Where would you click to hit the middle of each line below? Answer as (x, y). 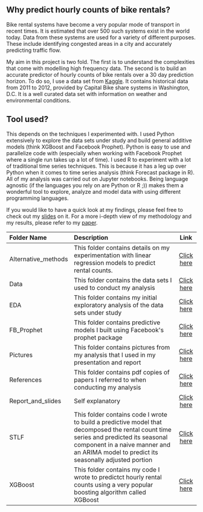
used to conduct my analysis (114, 287)
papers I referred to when (110, 380)
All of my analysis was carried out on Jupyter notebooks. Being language (97, 179)
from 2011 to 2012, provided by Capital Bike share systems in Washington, (98, 88)
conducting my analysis (108, 387)
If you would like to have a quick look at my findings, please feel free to (95, 210)
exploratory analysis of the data (119, 305)
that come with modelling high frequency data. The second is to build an (96, 68)
